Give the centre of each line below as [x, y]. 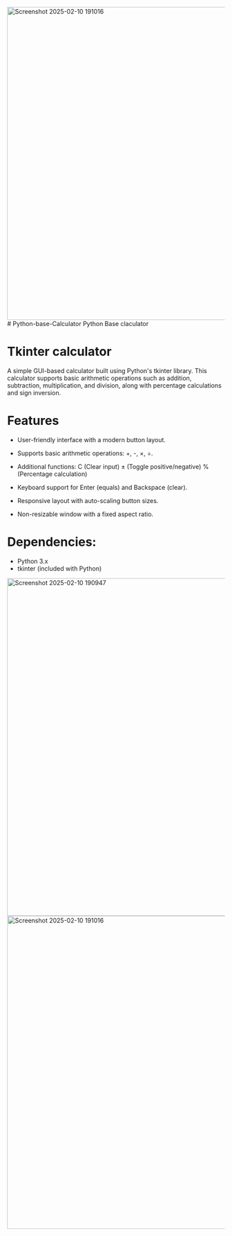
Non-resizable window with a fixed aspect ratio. [85, 514]
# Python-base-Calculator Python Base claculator [78, 324]
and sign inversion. [34, 392]
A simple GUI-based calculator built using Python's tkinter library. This [107, 370]
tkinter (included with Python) [59, 568]
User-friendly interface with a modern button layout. [91, 439]
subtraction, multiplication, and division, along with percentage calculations [115, 385]
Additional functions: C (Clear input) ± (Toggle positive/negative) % [113, 466]
